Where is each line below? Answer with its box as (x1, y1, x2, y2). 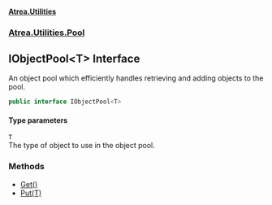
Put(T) (19, 188, 42, 198)
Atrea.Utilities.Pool (8, 27, 85, 38)
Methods (8, 161, 45, 172)
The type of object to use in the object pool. (8, 141, 156, 150)
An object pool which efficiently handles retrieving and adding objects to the (8, 73, 264, 83)
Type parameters (8, 115, 68, 125)
